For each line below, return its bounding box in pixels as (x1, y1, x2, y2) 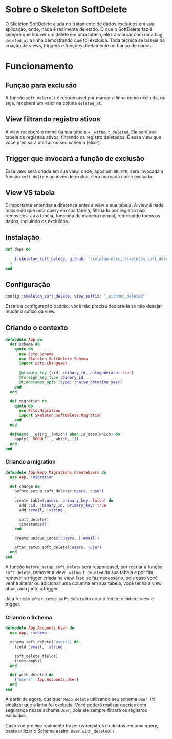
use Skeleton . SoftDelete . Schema (18, 356, 88, 361)
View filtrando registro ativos (5, 115, 101, 124)
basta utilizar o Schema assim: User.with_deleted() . (5, 728, 116, 734)
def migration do (10, 398, 47, 404)
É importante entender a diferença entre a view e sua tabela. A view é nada (5, 202, 164, 208)
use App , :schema (10, 631, 47, 636)
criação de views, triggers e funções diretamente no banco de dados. (5, 42, 153, 48)
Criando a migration (5, 458, 56, 466)
